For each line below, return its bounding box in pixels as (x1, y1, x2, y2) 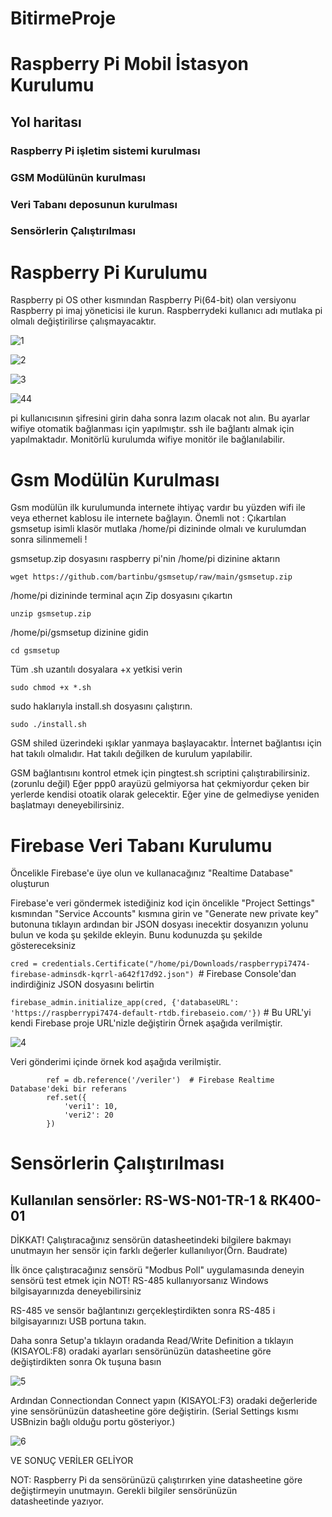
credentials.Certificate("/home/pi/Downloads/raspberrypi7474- (41, 959, 311, 969)
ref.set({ (46, 1093, 87, 1103)
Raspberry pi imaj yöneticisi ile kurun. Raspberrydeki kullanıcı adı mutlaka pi (10, 305, 323, 317)
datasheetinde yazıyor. (10, 1495, 105, 1507)
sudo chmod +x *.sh (10, 683, 92, 693)
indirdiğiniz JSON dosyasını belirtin (10, 978, 155, 991)
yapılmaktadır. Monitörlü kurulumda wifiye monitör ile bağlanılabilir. (10, 433, 285, 446)
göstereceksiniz (10, 940, 77, 952)
